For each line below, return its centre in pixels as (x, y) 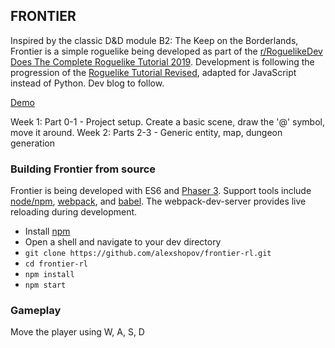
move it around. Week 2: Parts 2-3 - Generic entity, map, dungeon (146, 132)
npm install (49, 275)
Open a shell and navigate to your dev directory (123, 242)
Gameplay (36, 311)
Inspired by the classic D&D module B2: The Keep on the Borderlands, (154, 40)
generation (32, 143)
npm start (45, 285)
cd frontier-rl (56, 264)
